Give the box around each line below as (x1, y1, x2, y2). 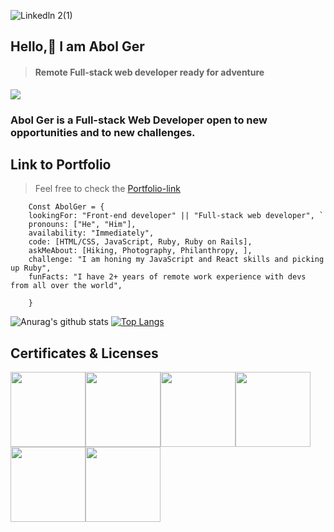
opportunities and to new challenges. (10, 125, 196, 139)
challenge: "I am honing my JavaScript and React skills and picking (28, 255, 325, 265)
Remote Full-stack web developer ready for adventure (34, 66, 265, 78)
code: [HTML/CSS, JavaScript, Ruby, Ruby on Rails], (28, 237, 253, 247)
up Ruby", (10, 263, 52, 274)
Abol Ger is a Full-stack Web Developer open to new (10, 113, 268, 127)
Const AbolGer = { (28, 202, 105, 212)
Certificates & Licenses (10, 345, 159, 362)
